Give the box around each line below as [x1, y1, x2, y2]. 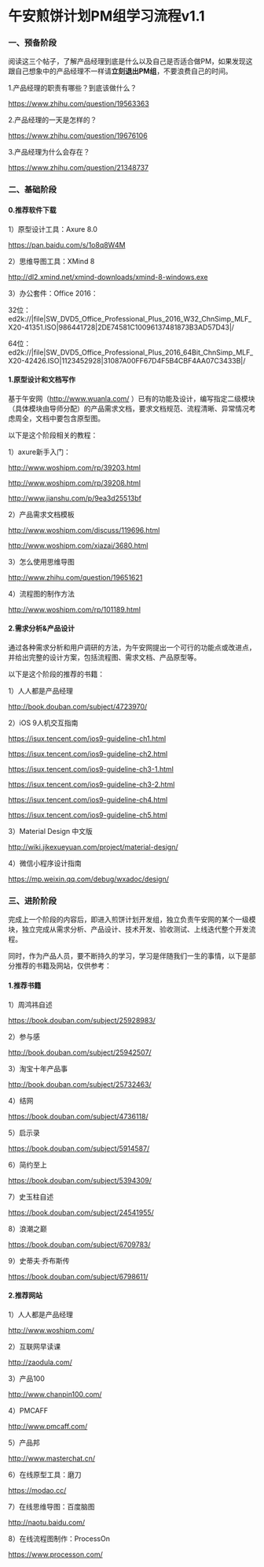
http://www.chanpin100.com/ [8, 1389, 102, 1399]
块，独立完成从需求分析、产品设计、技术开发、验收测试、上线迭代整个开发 [8, 925, 249, 934]
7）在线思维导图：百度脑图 [8, 1502, 95, 1511]
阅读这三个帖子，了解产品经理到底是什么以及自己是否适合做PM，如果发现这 [8, 57, 253, 66]
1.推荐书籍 [8, 981, 42, 990]
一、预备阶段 [8, 37, 57, 48]
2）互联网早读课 [8, 1342, 61, 1351]
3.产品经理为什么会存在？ [8, 147, 90, 157]
